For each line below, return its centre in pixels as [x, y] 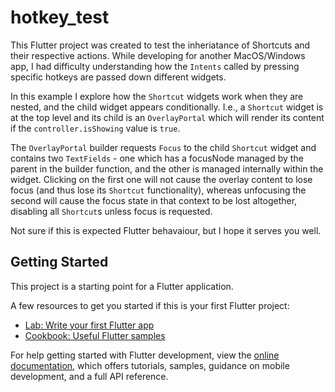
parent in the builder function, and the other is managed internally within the [167, 168]
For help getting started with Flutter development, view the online [145, 355]
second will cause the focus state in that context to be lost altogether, [154, 200]
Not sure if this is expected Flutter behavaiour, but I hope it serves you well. [166, 230]
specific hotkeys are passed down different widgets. [118, 77]
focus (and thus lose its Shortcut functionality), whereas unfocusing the [158, 190]
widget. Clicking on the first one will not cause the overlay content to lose [161, 179]
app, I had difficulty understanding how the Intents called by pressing [155, 66]
